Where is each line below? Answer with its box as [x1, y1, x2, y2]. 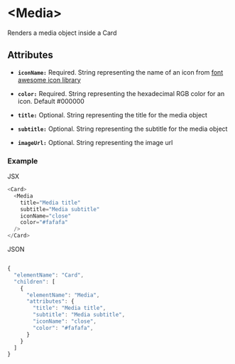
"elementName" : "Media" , [26, 291, 100, 299]
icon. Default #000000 [17, 97, 85, 105]
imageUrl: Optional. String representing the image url [17, 138, 173, 146]
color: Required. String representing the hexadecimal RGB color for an [17, 89, 225, 97]
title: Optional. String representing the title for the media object [17, 110, 208, 119]
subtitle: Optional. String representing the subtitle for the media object [17, 124, 228, 133]
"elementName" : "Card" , [13, 272, 84, 279]
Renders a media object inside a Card [7, 28, 117, 37]
